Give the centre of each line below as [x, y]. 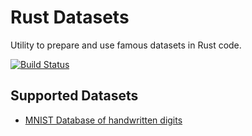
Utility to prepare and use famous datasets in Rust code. [126, 45]
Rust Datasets [70, 17]
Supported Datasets [74, 96]
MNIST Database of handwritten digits [103, 120]
